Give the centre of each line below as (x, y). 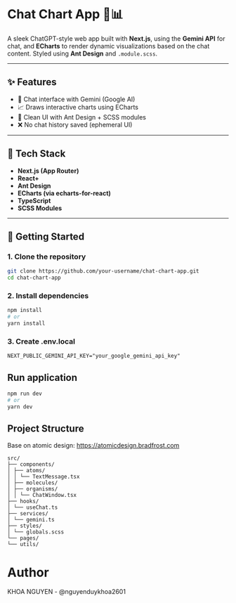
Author (28, 572)
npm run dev (25, 394)
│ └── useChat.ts (33, 507)
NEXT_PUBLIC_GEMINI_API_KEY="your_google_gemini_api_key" (94, 356)
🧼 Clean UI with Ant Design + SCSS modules (81, 117)
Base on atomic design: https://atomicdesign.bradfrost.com (93, 446)
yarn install (26, 324)
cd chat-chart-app (34, 278)
